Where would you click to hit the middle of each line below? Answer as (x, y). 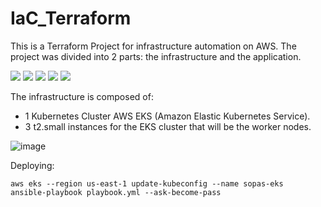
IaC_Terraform (71, 18)
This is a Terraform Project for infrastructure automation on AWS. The (153, 46)
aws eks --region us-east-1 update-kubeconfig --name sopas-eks (147, 183)
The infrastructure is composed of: (82, 96)
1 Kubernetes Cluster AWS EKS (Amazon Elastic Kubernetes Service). (167, 116)
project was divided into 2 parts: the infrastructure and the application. (156, 56)
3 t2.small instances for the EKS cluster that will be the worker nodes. (168, 126)
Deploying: (32, 165)
